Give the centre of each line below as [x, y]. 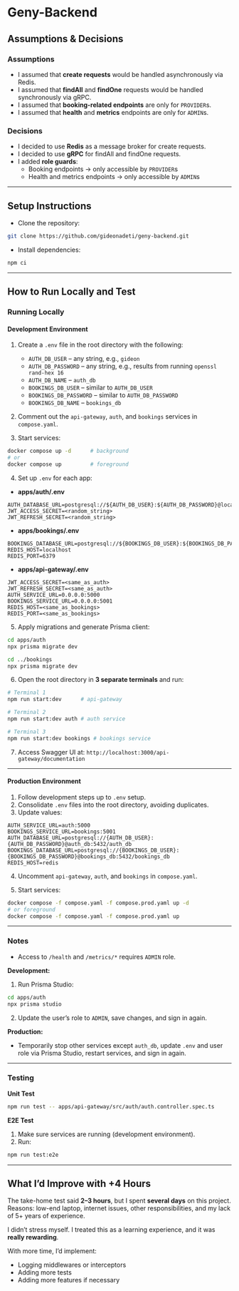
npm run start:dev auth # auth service [67, 719]
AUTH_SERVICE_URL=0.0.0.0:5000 [54, 595]
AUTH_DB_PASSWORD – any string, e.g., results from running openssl [122, 366]
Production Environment [44, 781]
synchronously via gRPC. [54, 97]
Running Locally [36, 312]
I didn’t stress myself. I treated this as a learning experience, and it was [111, 1230]
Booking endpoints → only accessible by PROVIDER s [103, 169]
